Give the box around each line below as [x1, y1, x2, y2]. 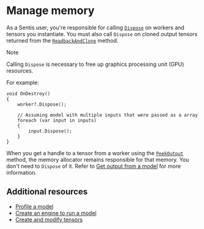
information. [6, 169, 37, 176]
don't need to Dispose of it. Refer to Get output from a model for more [6, 162, 181, 170]
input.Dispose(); [28, 128, 72, 134]
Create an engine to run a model [15, 209, 97, 217]
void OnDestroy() [6, 90, 51, 96]
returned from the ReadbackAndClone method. [6, 37, 119, 44]
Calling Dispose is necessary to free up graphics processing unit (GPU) [6, 60, 184, 68]
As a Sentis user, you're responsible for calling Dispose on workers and [6, 24, 184, 31]
